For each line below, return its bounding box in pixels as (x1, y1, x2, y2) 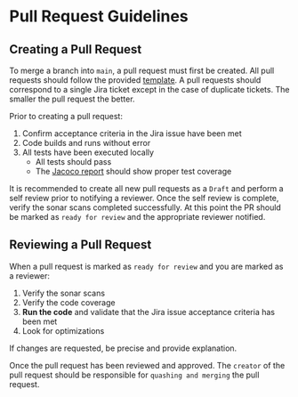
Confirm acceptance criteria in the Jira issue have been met (21, 128, 242, 139)
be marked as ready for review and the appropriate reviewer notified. (9, 212, 266, 222)
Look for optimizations (21, 325, 105, 336)
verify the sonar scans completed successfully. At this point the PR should (9, 202, 282, 213)
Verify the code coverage (21, 296, 116, 308)
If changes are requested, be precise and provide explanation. (9, 343, 238, 353)
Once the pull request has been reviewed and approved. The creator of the (9, 360, 286, 370)
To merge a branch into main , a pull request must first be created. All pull (9, 65, 275, 76)
